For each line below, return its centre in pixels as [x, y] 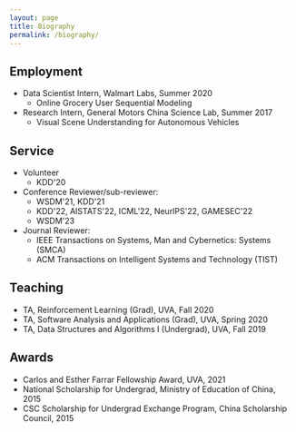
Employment [46, 71]
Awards [32, 358]
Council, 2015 [48, 417]
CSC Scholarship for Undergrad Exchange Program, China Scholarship [155, 408]
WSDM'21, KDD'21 [70, 201]
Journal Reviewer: [56, 231]
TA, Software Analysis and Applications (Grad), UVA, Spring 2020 [145, 319]
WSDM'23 [55, 221]
